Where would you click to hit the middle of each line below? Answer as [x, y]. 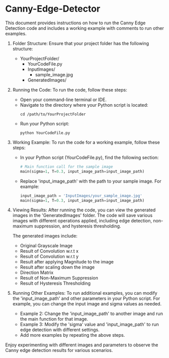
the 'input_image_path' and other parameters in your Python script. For [86, 298]
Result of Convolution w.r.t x [49, 251]
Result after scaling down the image [57, 267]
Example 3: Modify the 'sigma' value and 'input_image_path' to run [89, 325]
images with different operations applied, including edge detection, [82, 221]
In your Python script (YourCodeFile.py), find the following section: [89, 157]
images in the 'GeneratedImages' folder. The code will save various [82, 215]
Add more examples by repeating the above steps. [72, 335]
